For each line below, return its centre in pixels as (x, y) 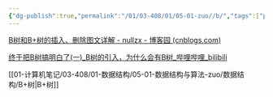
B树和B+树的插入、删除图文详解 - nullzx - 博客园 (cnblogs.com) (115, 40)
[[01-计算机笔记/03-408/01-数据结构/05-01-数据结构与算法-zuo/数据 (123, 74)
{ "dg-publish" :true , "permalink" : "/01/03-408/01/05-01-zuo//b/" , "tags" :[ (134, 16)
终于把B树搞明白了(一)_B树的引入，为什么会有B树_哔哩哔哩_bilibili (118, 57)
